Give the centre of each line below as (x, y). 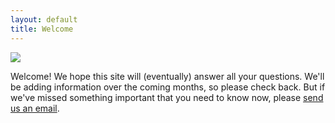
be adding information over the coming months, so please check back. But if (168, 87)
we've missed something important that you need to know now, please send (167, 97)
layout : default (44, 19)
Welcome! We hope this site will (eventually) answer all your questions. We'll (167, 76)
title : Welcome (42, 29)
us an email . (35, 108)
